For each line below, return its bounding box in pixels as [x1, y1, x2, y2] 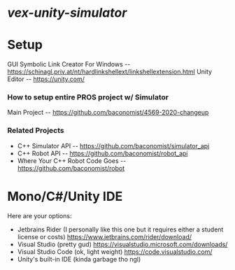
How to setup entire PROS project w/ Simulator [7, 92, 169, 102]
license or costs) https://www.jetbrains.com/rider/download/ [17, 232, 192, 241]
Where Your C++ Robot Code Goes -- [17, 156, 127, 165]
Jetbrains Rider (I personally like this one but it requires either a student [17, 225, 224, 234]
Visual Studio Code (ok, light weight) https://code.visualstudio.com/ [17, 247, 213, 256]
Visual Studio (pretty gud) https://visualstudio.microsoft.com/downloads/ [17, 240, 228, 248]
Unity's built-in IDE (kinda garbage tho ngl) [17, 255, 141, 263]
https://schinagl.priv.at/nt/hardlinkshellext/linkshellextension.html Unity [7, 68, 212, 76]
